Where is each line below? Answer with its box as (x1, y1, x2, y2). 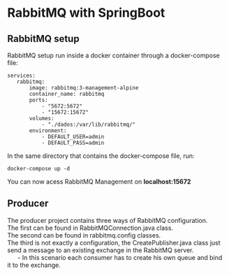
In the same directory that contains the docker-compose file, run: (7, 152, 195, 160)
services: (7, 72, 36, 79)
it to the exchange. (7, 261, 61, 269)
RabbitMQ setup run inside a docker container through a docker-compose (7, 51, 220, 59)
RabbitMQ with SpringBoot (7, 5, 165, 21)
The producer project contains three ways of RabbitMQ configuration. (7, 216, 208, 224)
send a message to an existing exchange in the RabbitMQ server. (7, 246, 194, 254)
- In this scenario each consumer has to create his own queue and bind (17, 253, 223, 261)
